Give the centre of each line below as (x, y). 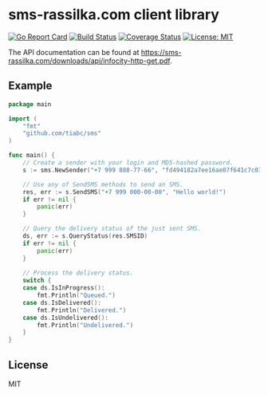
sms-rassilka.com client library (114, 15)
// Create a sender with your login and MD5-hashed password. (128, 163)
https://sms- (161, 52)
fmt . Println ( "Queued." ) (76, 295)
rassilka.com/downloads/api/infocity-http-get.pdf (89, 61)
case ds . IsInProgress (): (64, 288)
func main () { (32, 156)
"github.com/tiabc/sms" (62, 133)
